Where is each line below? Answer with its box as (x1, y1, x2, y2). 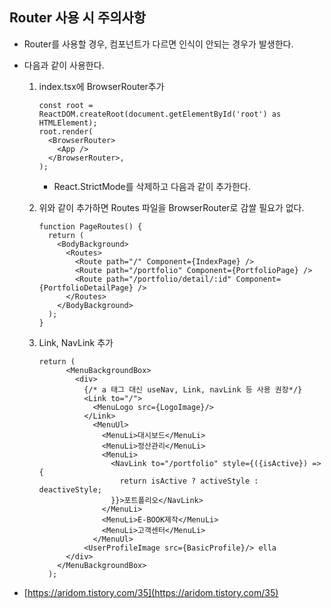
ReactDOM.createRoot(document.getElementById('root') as (38, 109, 282, 119)
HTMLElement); (38, 118, 98, 128)
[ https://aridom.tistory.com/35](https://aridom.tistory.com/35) (23, 586, 279, 598)
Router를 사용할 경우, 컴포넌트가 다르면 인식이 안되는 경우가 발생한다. (23, 38, 294, 50)
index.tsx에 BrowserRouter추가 (38, 80, 165, 92)
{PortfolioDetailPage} (38, 283, 134, 293)
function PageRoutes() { (38, 221, 143, 232)
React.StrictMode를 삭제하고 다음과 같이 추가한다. (53, 180, 251, 192)
